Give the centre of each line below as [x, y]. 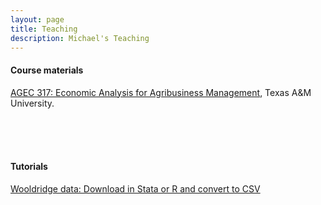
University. [32, 103]
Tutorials [29, 167]
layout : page [37, 19]
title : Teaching [44, 29]
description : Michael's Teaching [80, 38]
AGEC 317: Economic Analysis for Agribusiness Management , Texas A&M [161, 92]
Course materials [47, 70]
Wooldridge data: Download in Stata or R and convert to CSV [135, 188]
